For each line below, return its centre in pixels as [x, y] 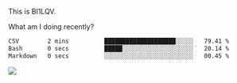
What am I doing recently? [51, 26]
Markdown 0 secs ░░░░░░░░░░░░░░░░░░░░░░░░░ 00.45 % [118, 56]
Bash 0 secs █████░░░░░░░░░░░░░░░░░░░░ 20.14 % [118, 48]
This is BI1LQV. [32, 11]
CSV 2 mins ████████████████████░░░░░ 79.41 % [118, 41]
